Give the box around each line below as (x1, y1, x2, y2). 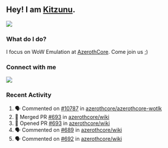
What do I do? (6, 35, 47, 43)
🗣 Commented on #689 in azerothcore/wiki (14, 126, 122, 133)
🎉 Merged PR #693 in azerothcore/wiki (14, 113, 109, 120)
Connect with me (6, 63, 56, 72)
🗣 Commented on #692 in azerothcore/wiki (14, 135, 122, 142)
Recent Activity (6, 91, 52, 99)
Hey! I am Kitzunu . (6, 5, 76, 15)
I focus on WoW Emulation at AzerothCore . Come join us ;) (6, 49, 148, 56)
